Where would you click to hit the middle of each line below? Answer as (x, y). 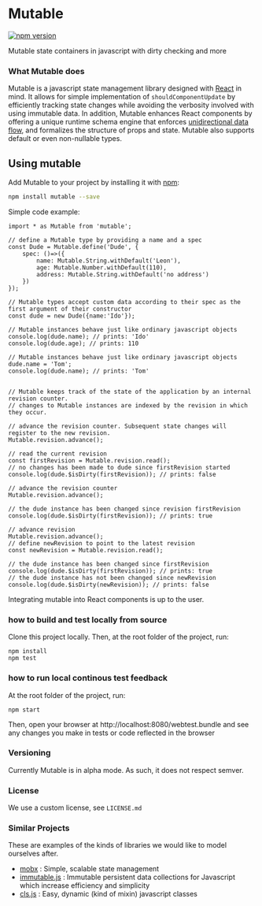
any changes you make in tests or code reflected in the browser (111, 733)
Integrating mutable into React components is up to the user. (106, 599)
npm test (22, 659)
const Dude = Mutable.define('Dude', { (74, 247)
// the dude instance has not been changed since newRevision (112, 577)
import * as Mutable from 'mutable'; (70, 226)
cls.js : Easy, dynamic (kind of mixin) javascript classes (109, 894)
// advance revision (42, 529)
